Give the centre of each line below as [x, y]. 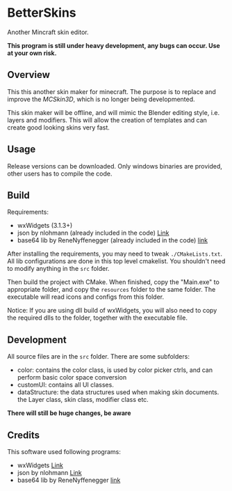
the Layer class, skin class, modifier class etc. [83, 400]
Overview [29, 75]
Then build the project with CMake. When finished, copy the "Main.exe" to [114, 282]
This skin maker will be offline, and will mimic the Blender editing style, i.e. [114, 112]
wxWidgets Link [40, 465]
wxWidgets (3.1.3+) [45, 226]
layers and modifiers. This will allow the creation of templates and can [107, 120]
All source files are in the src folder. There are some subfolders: [98, 357]
